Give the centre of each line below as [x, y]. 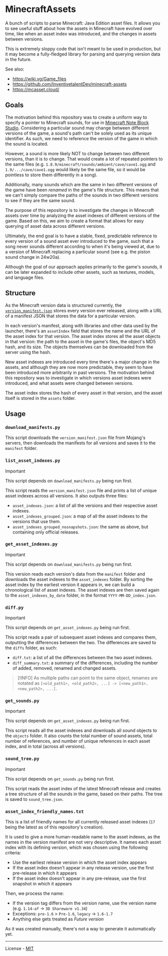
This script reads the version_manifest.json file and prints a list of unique [81, 490]
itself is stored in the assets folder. [40, 398]
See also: [15, 69]
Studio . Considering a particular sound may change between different [77, 128]
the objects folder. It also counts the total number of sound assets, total [79, 736]
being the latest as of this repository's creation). [54, 827]
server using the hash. [28, 352]
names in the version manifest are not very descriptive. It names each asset [83, 842]
